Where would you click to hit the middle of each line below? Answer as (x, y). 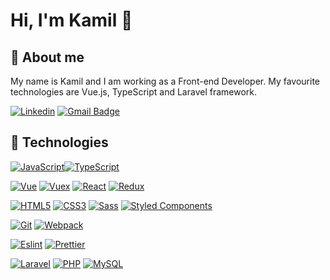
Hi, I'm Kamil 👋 (71, 20)
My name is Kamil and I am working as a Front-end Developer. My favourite (165, 81)
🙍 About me (47, 57)
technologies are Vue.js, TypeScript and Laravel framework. (134, 92)
